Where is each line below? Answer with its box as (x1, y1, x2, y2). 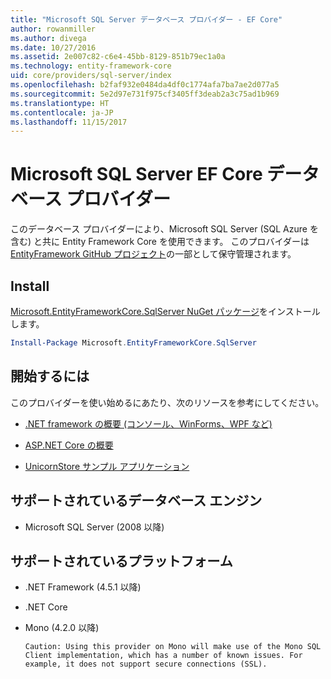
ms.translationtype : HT (10, 98, 110, 108)
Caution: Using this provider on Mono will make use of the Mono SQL (24, 642, 322, 652)
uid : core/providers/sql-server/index (10, 71, 172, 81)
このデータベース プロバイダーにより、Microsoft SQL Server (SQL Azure (10, 223, 308, 235)
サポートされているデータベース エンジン (10, 492, 263, 510)
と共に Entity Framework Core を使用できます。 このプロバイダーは (33, 236, 310, 248)
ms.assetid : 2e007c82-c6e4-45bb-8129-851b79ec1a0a (10, 52, 226, 62)
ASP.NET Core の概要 (24, 439, 114, 451)
